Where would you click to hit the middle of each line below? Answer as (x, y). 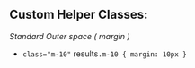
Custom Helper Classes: (79, 15)
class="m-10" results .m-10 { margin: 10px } (104, 54)
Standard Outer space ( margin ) (70, 36)
